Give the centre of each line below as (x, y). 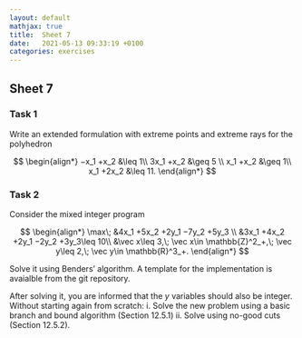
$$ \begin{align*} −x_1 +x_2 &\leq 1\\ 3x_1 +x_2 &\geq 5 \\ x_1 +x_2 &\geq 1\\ (152, 161)
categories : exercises (52, 52)
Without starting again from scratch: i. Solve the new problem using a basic (150, 306)
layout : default (40, 18)
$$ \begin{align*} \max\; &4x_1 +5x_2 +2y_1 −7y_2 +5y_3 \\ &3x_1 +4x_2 (152, 232)
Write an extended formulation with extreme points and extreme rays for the (151, 134)
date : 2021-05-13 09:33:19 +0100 (77, 43)
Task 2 (24, 194)
